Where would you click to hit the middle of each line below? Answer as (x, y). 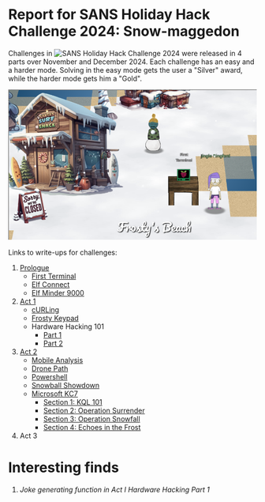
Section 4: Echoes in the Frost (92, 428)
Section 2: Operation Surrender (94, 411)
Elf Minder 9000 (58, 293)
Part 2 (53, 343)
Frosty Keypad (55, 319)
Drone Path (50, 368)
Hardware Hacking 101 (68, 326)
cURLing (45, 310)
